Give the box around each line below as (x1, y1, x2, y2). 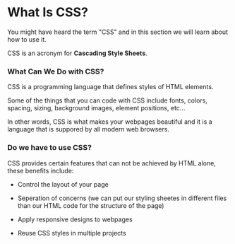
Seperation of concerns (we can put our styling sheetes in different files (17, 194, 227, 202)
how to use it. (7, 35, 47, 43)
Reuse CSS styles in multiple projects (17, 228, 126, 237)
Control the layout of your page (17, 180, 109, 188)
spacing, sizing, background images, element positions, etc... (7, 104, 186, 112)
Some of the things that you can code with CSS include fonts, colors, (7, 96, 208, 105)
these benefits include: (7, 166, 74, 175)
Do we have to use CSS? (7, 143, 92, 153)
